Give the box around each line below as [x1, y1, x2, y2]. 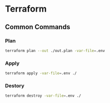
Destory [5, 82, 25, 89]
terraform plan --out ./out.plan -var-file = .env [5, 48, 105, 53]
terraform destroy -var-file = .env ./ [5, 93, 81, 98]
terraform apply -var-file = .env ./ [5, 71, 77, 76]
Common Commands [5, 23, 70, 31]
